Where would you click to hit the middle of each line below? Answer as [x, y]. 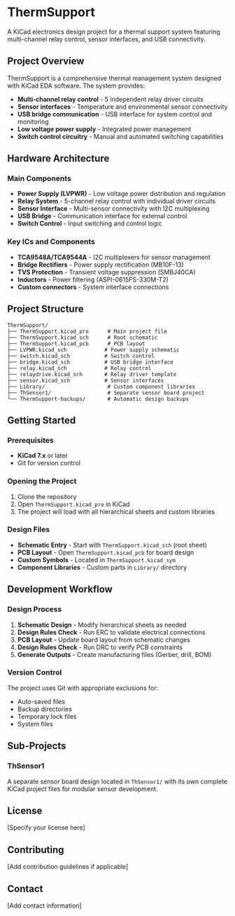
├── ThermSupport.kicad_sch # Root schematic [83, 338]
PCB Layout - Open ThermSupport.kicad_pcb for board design [106, 552]
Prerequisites [30, 440]
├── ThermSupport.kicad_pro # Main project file [87, 331]
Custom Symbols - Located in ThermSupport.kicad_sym [97, 559]
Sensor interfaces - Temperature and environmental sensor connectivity [122, 107]
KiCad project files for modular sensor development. [83, 789]
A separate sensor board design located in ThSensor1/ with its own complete [117, 781]
